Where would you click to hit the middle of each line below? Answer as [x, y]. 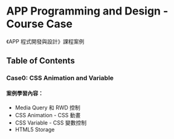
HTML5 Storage [35, 130]
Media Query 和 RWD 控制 [47, 108]
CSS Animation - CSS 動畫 [48, 115]
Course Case [40, 24]
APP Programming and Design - [87, 11]
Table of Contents [41, 61]
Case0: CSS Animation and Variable [60, 78]
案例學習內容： [25, 93]
